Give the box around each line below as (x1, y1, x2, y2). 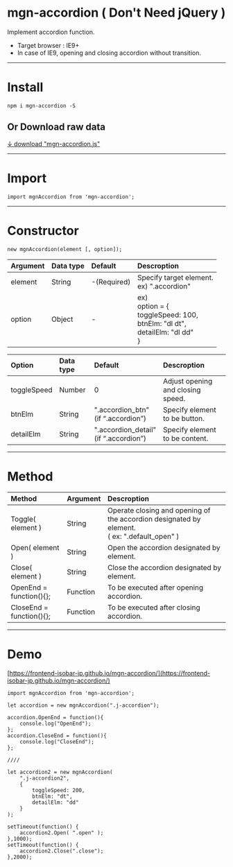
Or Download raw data (7, 121, 106, 133)
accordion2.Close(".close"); (19, 848, 104, 855)
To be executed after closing (107, 602, 200, 612)
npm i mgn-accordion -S (7, 102, 76, 109)
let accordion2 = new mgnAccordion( (7, 769, 113, 776)
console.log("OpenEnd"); (19, 720, 92, 728)
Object (51, 314, 74, 324)
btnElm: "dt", (32, 793, 73, 800)
